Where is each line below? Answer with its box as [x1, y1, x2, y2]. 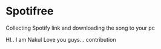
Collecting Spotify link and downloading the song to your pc [5, 24, 155, 31]
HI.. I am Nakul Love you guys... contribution [5, 36, 116, 43]
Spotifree [5, 4, 54, 18]
